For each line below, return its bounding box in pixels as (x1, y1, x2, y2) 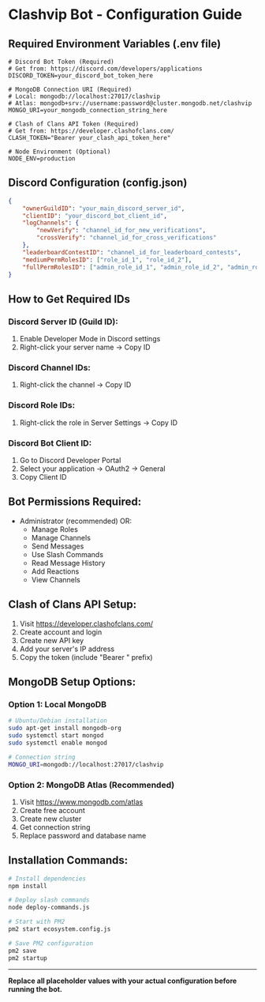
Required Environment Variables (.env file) (8, 37, 222, 51)
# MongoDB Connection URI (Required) (8, 85, 132, 93)
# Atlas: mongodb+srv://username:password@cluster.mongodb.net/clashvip (8, 100, 252, 107)
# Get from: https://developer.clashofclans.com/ (8, 127, 175, 135)
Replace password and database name (19, 831, 147, 840)
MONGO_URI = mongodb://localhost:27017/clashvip (8, 760, 164, 768)
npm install (8, 882, 47, 890)
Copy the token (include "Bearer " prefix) (19, 652, 153, 661)
